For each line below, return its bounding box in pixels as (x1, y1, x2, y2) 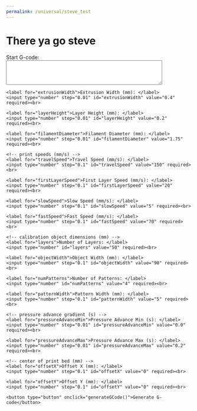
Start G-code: (6, 54, 40, 61)
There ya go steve (6, 34, 96, 47)
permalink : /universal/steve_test (6, 8, 91, 15)
